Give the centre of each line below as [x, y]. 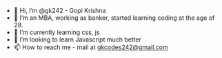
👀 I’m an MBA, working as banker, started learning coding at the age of [114, 18]
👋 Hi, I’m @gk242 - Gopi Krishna [60, 11]
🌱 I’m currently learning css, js [57, 32]
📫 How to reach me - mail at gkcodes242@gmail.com [91, 47]
